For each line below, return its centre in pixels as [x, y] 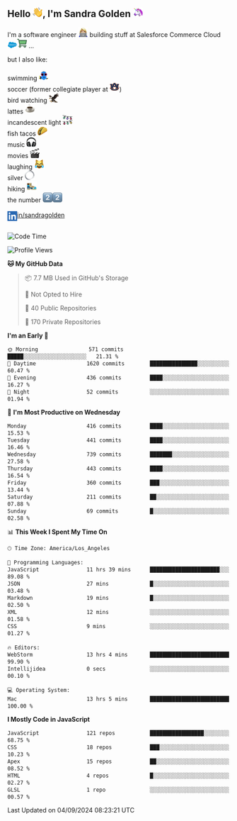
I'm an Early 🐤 [28, 335]
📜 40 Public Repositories [60, 308]
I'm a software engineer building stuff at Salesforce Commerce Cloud [114, 34]
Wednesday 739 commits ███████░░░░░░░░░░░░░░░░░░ [118, 454]
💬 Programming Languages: [45, 562]
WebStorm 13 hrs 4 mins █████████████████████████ [118, 654]
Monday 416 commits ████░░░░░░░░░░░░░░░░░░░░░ [118, 426]
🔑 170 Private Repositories [63, 322]
